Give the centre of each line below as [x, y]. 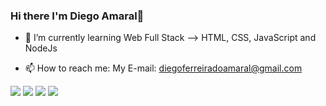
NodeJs [41, 48]
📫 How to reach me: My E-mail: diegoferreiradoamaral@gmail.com [163, 68]
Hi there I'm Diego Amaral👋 [77, 16]
